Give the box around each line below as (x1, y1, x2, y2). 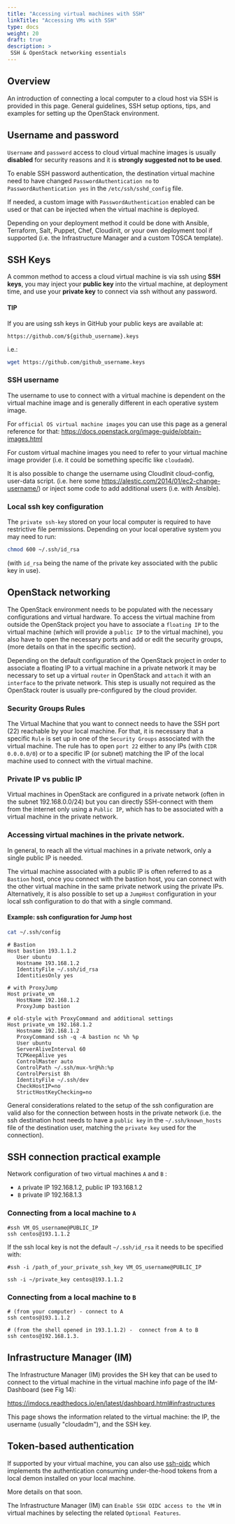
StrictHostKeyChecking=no (16, 1089, 92, 1096)
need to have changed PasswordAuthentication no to (7, 176, 159, 185)
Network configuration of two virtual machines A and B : (7, 1169, 168, 1178)
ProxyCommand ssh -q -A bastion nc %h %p (16, 1033, 139, 1040)
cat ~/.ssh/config (7, 928, 61, 936)
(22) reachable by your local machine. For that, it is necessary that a (7, 727, 204, 735)
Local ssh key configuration (7, 501, 104, 511)
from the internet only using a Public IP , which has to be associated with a (7, 805, 224, 814)
